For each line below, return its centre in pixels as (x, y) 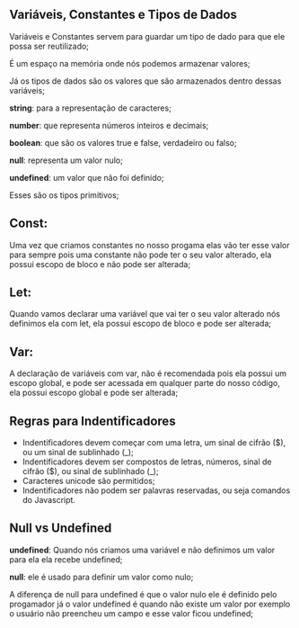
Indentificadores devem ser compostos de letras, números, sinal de (147, 462)
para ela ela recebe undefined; (66, 559)
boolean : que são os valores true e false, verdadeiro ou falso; (123, 142)
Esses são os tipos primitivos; (64, 195)
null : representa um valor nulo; (66, 160)
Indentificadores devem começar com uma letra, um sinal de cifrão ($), (154, 443)
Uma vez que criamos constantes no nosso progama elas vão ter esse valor (149, 245)
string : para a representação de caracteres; (91, 108)
